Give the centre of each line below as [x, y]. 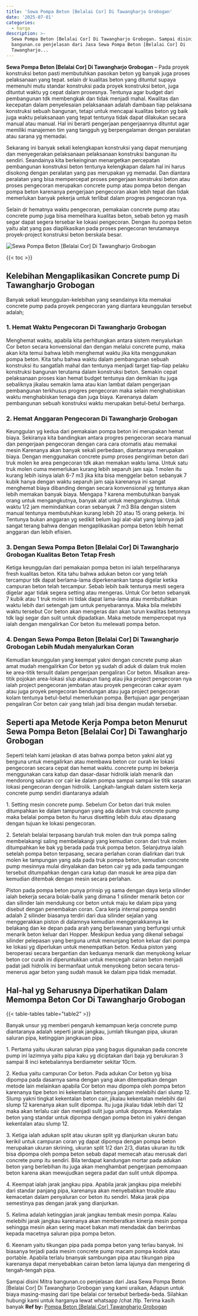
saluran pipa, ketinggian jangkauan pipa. [55, 1038]
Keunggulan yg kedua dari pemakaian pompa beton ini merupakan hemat [95, 431]
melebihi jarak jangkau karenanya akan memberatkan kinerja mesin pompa [97, 1221]
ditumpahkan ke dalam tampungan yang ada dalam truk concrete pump [93, 811]
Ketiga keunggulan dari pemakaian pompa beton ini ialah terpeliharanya [93, 567]
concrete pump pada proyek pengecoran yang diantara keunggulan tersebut [99, 306]
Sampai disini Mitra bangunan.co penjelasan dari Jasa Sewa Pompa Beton [96, 1282]
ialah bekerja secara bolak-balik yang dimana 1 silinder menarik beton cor [95, 896]
